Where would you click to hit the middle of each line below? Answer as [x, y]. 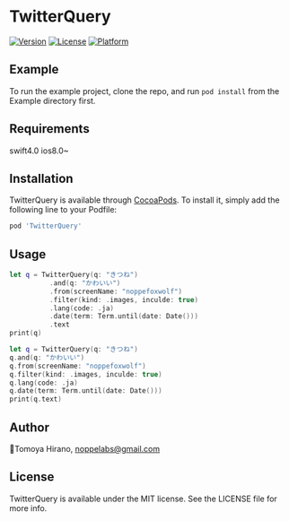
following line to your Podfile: [63, 210]
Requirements [49, 129]
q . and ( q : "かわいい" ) [47, 357]
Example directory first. [53, 100]
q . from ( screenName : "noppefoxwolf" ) [78, 366]
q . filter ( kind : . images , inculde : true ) [86, 374]
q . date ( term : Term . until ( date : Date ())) [86, 391]
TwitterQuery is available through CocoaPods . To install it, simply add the [144, 200]
